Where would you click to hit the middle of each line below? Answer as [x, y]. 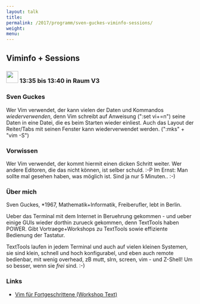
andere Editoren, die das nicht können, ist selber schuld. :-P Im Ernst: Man [97, 170]
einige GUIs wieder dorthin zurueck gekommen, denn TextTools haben [93, 223]
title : [14, 17]
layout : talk [22, 12]
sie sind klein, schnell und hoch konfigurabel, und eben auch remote [90, 253]
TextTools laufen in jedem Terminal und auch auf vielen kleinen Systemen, [97, 247]
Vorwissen [22, 151]
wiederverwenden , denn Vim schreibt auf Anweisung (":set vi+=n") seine [96, 116]
